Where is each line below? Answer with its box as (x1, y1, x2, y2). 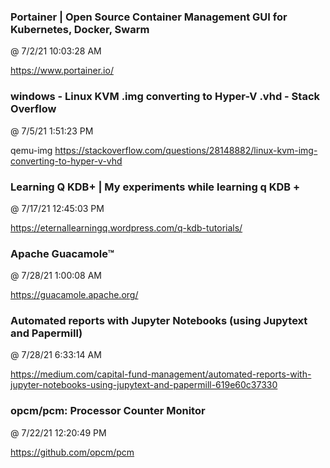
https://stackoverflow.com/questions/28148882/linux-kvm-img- (54, 144, 318, 156)
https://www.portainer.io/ (10, 65, 114, 77)
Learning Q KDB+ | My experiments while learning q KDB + (10, 180, 301, 194)
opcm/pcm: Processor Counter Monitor (10, 404, 206, 418)
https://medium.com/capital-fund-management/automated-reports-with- (10, 368, 312, 380)
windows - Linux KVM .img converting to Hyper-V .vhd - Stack (10, 90, 320, 104)
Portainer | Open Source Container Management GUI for (10, 10, 288, 24)
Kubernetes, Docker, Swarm (10, 22, 150, 36)
